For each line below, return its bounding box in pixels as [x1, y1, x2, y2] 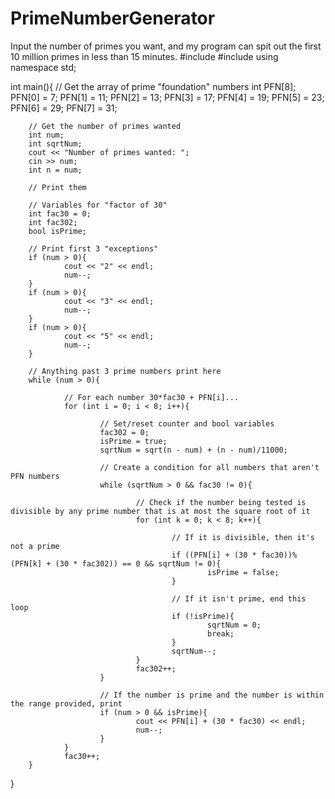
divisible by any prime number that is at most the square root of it [10, 506, 311, 516]
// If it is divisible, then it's [171, 532, 315, 542]
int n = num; [28, 165, 83, 175]
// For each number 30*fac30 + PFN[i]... [63, 392, 240, 402]
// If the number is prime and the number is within [99, 690, 325, 700]
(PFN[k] [10, 558, 43, 569]
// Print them [28, 182, 87, 192]
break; [207, 628, 235, 639]
